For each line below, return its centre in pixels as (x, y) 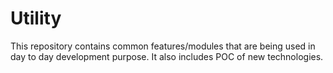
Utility (36, 18)
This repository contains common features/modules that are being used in (163, 46)
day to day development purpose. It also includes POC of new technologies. (167, 56)
